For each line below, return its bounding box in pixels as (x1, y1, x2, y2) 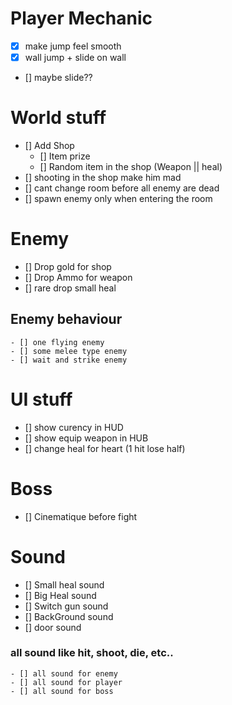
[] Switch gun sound (24, 600, 109, 612)
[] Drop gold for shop (24, 260, 112, 272)
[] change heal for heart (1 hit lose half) (24, 442, 186, 454)
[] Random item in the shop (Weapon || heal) (39, 161, 223, 172)
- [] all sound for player (10, 677, 123, 687)
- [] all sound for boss (10, 686, 114, 696)
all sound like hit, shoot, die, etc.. (10, 646, 174, 660)
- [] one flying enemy (10, 337, 105, 347)
